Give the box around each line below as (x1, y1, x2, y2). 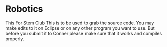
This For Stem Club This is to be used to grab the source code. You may (5, 20, 154, 26)
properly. (5, 36, 24, 42)
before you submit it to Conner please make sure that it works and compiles (5, 30, 162, 36)
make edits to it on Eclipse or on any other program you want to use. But (5, 25, 155, 31)
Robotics (5, 3, 44, 15)
